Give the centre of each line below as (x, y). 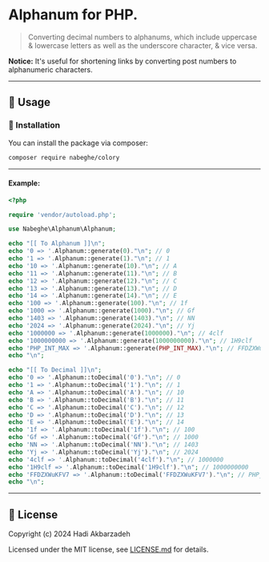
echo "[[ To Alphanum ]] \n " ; (57, 244)
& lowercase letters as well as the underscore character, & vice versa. (143, 45)
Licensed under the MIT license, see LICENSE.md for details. (108, 550)
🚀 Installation (34, 125)
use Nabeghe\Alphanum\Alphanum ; (62, 229)
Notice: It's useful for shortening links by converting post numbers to (122, 61)
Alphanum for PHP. (73, 15)
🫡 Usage (29, 102)
